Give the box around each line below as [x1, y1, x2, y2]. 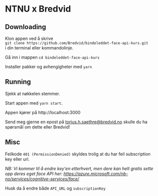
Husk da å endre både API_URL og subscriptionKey [5, 185, 106, 191]
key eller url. [5, 156, 30, 162]
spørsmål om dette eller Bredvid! [5, 124, 70, 130]
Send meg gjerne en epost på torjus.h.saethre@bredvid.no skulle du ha [5, 119, 148, 125]
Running [5, 78, 32, 86]
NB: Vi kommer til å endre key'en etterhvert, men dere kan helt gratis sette [5, 165, 154, 171]
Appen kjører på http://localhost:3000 [5, 109, 81, 115]
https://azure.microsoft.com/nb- [63, 171, 128, 177]
